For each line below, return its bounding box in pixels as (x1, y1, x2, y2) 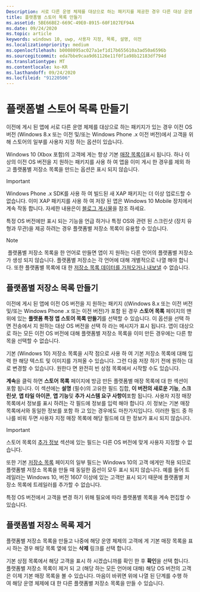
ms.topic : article (6, 31, 52, 37)
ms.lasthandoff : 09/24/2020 (6, 70, 76, 76)
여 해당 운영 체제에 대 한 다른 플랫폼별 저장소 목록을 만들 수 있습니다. (6, 580, 165, 587)
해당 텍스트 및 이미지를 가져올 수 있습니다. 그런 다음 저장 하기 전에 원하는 (18, 357, 187, 364)
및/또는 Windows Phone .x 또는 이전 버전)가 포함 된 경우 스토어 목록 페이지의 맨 (6, 307, 192, 314)
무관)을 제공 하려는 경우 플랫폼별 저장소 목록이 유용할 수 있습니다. (17, 225, 168, 232)
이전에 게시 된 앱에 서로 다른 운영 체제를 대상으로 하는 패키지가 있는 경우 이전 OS (6, 123, 192, 131)
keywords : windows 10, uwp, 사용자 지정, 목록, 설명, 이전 (6, 36, 142, 42)
